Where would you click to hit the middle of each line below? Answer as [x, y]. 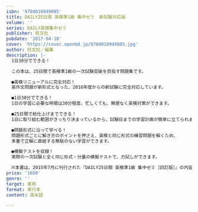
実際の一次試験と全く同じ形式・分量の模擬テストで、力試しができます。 [86, 157]
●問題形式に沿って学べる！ [39, 130]
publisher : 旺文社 [27, 33]
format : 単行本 [23, 189]
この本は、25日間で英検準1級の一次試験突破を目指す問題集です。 [79, 71]
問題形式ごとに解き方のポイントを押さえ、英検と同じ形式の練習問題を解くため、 [95, 136]
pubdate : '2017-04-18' [34, 39]
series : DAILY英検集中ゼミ [37, 28]
